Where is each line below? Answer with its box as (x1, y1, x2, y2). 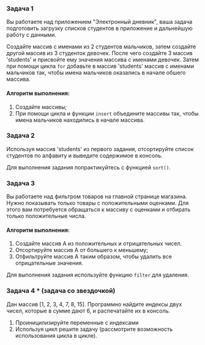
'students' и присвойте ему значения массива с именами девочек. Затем (6, 56, 199, 64)
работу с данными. (6, 31, 57, 39)
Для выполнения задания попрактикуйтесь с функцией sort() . (6, 163, 171, 171)
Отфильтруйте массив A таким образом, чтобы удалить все (15, 253, 173, 261)
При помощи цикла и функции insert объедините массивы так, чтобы (15, 109, 199, 117)
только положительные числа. (6, 212, 86, 220)
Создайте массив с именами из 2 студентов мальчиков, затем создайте (6, 43, 196, 50)
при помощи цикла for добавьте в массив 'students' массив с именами (6, 62, 195, 70)
